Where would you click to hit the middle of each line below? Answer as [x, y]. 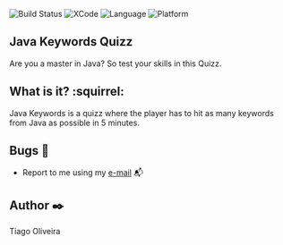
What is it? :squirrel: [67, 92]
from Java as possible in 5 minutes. [75, 122]
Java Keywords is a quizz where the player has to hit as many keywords [142, 113]
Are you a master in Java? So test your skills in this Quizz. [116, 63]
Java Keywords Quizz [71, 42]
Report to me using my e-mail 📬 [83, 173]
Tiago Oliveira [35, 232]
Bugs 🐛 [29, 151]
